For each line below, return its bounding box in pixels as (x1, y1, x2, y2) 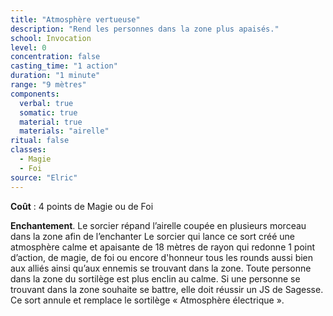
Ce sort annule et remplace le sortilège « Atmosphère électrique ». (10, 294, 285, 306)
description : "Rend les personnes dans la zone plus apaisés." (10, 24, 280, 34)
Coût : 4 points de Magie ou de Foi (10, 200, 154, 212)
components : (10, 89, 60, 99)
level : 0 (10, 42, 47, 53)
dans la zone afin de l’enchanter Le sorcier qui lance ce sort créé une (10, 230, 295, 242)
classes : (10, 145, 47, 155)
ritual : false (10, 136, 70, 146)
